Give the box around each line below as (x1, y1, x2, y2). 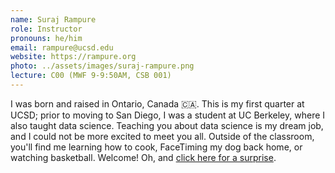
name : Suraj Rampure (10, 14, 97, 25)
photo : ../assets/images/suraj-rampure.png (10, 61, 195, 71)
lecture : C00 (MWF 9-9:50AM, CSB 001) (10, 71, 172, 81)
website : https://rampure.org (10, 52, 137, 62)
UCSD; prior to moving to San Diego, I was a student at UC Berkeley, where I (10, 109, 326, 121)
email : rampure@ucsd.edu (10, 42, 114, 53)
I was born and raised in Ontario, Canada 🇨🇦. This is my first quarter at (10, 97, 305, 110)
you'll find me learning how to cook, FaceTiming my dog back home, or (10, 141, 303, 153)
